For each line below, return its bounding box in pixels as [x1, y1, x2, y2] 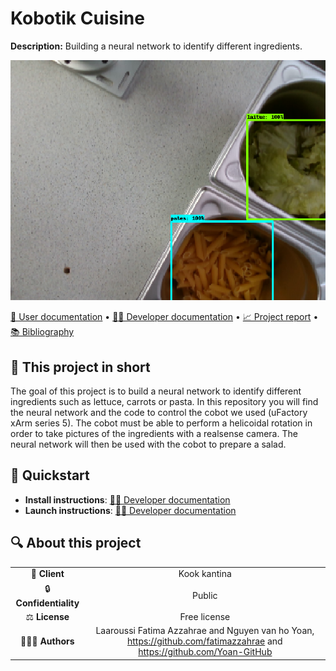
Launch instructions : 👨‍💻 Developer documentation [24, 504, 237, 516]
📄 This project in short [10, 358, 151, 376]
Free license [179, 610, 231, 622]
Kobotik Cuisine [10, 7, 145, 30]
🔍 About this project [10, 535, 142, 552]
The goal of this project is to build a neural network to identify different [10, 385, 302, 397]
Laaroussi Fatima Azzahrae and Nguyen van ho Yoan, [95, 625, 315, 637]
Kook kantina [178, 568, 232, 580]
